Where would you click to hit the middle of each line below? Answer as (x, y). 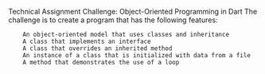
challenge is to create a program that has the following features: (113, 20)
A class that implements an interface (87, 41)
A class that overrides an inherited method (97, 49)
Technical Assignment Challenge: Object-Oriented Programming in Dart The (133, 12)
